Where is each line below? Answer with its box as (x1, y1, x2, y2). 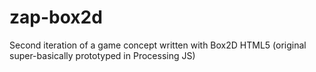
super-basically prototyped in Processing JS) (9, 49, 196, 61)
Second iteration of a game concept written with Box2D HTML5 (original (9, 39, 307, 51)
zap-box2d (9, 6, 103, 29)
